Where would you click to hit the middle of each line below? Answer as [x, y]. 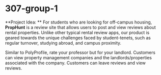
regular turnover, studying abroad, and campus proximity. [63, 43]
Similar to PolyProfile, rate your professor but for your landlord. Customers [80, 52]
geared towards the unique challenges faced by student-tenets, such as [78, 38]
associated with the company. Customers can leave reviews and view [75, 63]
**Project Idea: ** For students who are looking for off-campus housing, [79, 22]
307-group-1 [31, 9]
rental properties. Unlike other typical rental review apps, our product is [77, 32]
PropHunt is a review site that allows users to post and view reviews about [80, 27]
